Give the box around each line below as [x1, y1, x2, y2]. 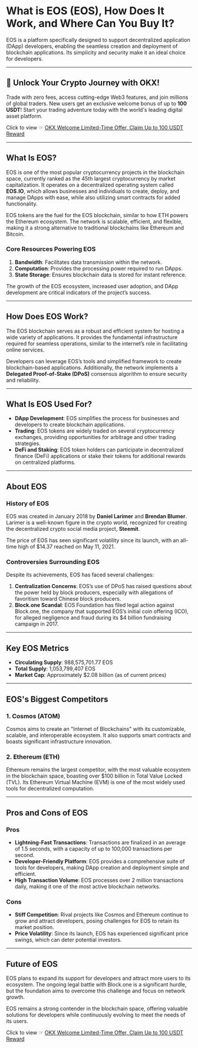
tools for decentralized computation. [6, 785, 94, 792]
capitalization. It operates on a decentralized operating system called [6, 181, 174, 188]
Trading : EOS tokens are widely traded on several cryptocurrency [14, 427, 175, 434]
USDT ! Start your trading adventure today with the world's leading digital [6, 106, 183, 113]
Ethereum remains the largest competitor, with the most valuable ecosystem [6, 766, 191, 773]
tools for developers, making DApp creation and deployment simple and [14, 864, 189, 871]
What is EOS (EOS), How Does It [6, 4, 165, 18]
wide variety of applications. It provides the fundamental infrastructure [6, 333, 178, 341]
